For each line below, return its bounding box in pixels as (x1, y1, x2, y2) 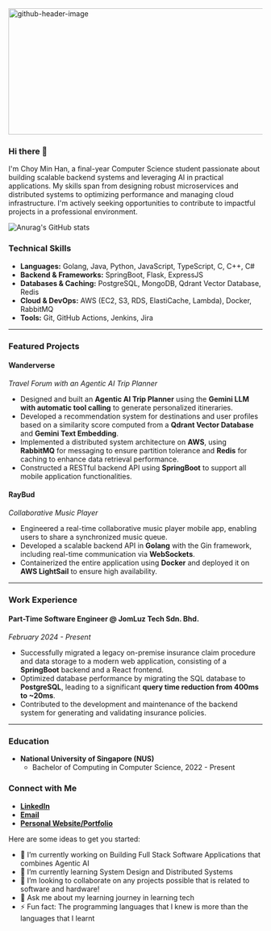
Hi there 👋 (8, 145, 48, 157)
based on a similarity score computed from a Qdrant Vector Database (19, 419, 254, 429)
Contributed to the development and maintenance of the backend (19, 699, 238, 710)
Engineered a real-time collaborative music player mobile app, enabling (19, 523, 257, 533)
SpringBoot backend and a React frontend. (19, 665, 164, 675)
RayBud (8, 490, 35, 499)
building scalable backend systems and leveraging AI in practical (8, 173, 224, 183)
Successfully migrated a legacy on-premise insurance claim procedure (19, 648, 256, 658)
